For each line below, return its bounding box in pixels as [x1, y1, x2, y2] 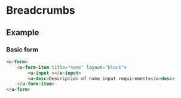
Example [6, 27, 39, 38]
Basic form [6, 45, 39, 54]
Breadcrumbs [6, 4, 76, 17]
